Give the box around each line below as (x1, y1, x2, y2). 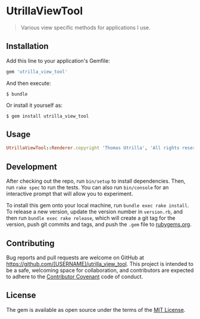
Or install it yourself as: (6, 102, 62, 109)
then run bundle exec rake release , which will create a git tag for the (6, 214, 176, 222)
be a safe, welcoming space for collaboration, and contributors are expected (6, 266, 194, 274)
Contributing (6, 238, 55, 249)
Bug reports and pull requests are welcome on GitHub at (6, 254, 145, 261)
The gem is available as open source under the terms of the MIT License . (6, 306, 186, 313)
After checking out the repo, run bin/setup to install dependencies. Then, (6, 177, 186, 185)
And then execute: (6, 79, 51, 87)
